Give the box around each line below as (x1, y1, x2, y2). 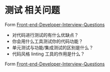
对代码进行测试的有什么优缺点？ (12, 32, 79, 38)
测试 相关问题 (5, 5, 60, 16)
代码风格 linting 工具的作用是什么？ (12, 51, 85, 57)
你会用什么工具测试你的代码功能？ (12, 38, 83, 44)
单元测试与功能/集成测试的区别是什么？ (12, 44, 94, 50)
